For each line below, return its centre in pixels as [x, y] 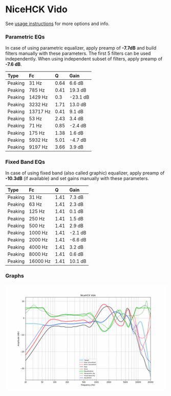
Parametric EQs [25, 37]
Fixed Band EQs [25, 162]
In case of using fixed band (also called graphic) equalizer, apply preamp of [85, 173]
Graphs [15, 276]
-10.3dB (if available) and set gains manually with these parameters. [77, 179]
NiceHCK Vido [36, 9]
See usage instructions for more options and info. [58, 24]
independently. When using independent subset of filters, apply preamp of [84, 59]
